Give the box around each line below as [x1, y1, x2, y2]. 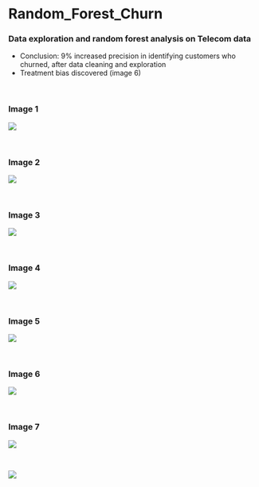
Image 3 [8, 210, 41, 220]
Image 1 [8, 104, 39, 115]
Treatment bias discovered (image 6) [19, 69, 142, 78]
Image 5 [8, 316, 41, 327]
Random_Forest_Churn [8, 5, 163, 23]
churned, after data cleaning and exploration [19, 60, 167, 69]
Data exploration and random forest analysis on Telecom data [8, 33, 252, 45]
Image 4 [8, 262, 41, 273]
